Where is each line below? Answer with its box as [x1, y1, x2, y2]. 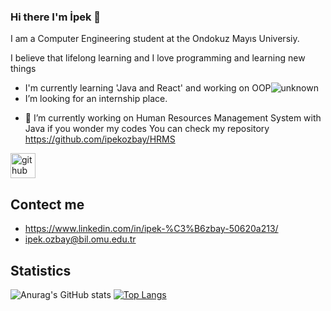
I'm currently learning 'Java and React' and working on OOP [24, 82, 272, 94]
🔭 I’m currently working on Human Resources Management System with [24, 112, 322, 124]
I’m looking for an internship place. [24, 93, 168, 105]
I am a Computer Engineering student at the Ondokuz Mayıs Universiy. [10, 33, 300, 45]
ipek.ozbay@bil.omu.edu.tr [24, 233, 137, 245]
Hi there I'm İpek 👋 [10, 10, 102, 24]
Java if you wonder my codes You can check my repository [24, 123, 270, 135]
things [10, 63, 37, 75]
